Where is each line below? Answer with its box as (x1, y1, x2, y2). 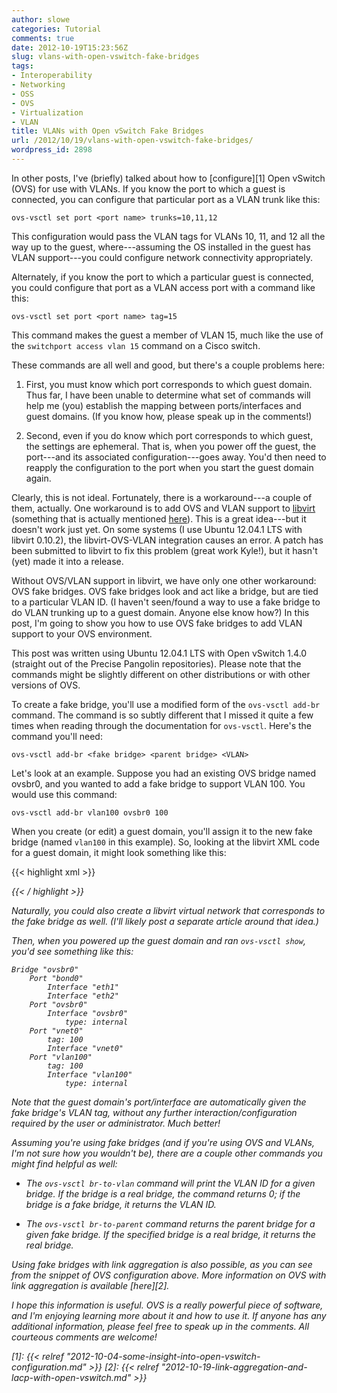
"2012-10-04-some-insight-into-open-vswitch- (65, 1350, 261, 1362)
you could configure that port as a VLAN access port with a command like (11, 281, 316, 293)
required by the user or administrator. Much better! (11, 1117, 221, 1129)
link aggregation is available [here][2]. (11, 1279, 170, 1291)
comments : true (11, 33, 75, 43)
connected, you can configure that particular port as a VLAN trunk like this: (11, 193, 321, 205)
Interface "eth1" (47, 982, 119, 992)
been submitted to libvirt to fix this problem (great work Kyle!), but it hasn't (11, 544, 318, 556)
